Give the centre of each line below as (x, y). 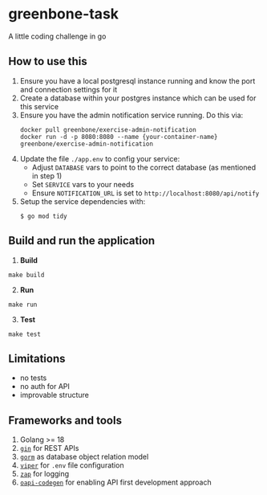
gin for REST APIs (49, 448)
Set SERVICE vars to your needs (83, 184)
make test (25, 334)
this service (39, 106)
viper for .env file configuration (72, 465)
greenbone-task (63, 14)
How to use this (48, 61)
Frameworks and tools (65, 420)
